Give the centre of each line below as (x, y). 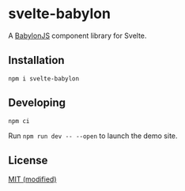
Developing (37, 103)
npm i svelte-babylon (44, 79)
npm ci (19, 121)
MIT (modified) (32, 179)
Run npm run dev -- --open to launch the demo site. (93, 136)
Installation (36, 60)
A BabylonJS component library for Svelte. (77, 36)
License (28, 160)
